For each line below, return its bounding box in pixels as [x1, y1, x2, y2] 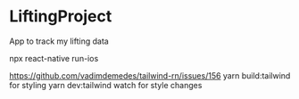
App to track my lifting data [9, 36, 109, 46]
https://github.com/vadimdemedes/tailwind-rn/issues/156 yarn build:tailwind [9, 70, 291, 81]
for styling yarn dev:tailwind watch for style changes [9, 79, 203, 90]
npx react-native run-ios [9, 53, 99, 63]
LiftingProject [9, 6, 112, 27]
